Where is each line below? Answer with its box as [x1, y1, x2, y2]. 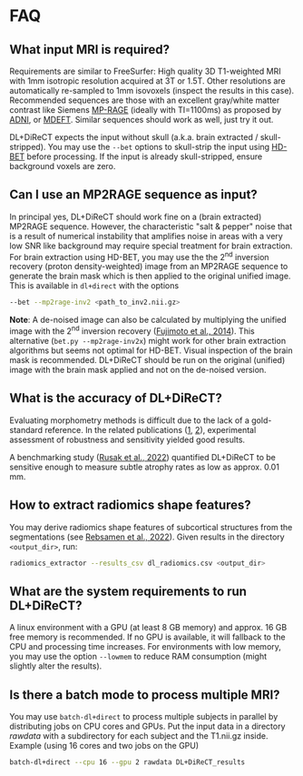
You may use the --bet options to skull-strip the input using [47, 142, 270, 152]
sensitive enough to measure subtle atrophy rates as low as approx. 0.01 [9, 461, 279, 472]
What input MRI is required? [9, 42, 171, 57]
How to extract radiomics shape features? [9, 498, 251, 513]
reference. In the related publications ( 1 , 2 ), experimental [44, 424, 257, 435]
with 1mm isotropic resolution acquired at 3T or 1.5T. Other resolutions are [9, 76, 286, 86]
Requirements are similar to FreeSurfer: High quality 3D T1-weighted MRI [9, 66, 281, 76]
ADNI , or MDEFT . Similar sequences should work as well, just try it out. [9, 115, 274, 125]
